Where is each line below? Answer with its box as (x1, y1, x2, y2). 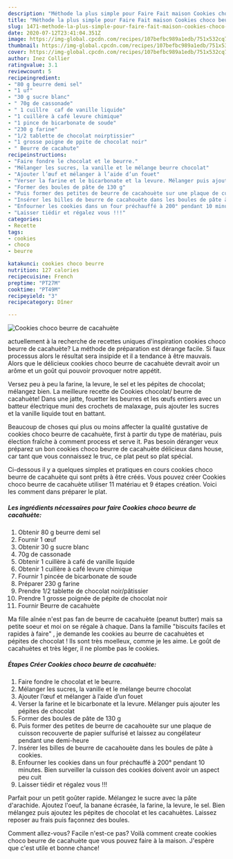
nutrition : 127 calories (8, 267, 80, 274)
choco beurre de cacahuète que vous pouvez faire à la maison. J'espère (8, 837, 214, 845)
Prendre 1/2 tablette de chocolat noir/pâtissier (17, 587, 149, 595)
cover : (8, 49, 27, 56)
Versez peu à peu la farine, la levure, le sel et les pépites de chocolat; (8, 380, 206, 388)
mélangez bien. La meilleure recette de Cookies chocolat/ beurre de (8, 388, 202, 396)
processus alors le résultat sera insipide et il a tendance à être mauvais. (8, 352, 212, 360)
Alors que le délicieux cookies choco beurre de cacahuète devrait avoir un (8, 359, 220, 368)
